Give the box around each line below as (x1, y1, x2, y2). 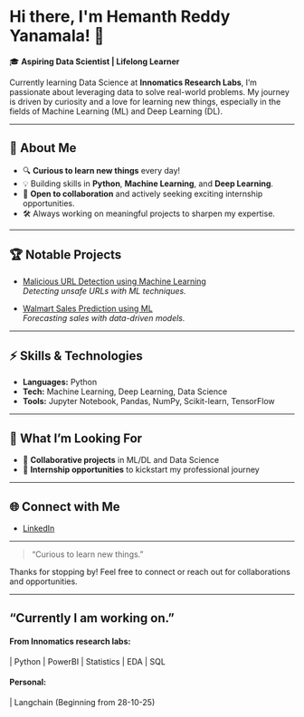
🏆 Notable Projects (9, 247, 122, 263)
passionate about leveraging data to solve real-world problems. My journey (9, 86, 290, 97)
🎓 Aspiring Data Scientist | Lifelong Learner (9, 56, 180, 67)
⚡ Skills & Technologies (9, 348, 143, 363)
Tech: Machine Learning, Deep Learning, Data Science (22, 386, 228, 397)
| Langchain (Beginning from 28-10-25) (9, 696, 156, 707)
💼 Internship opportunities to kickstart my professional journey (22, 464, 260, 476)
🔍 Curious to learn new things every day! (22, 165, 181, 175)
